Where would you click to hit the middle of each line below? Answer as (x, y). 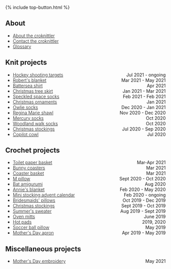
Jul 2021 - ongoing (146, 75)
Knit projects (26, 62)
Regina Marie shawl (33, 113)
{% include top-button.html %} (38, 7)
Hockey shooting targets (38, 75)
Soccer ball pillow (31, 227)
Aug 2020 (155, 184)
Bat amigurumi (28, 184)
